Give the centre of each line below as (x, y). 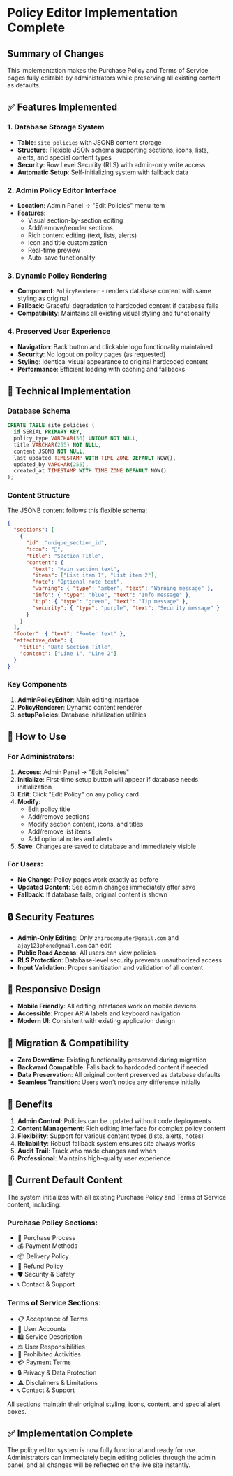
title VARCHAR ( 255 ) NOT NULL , (57, 445)
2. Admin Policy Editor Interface (62, 190)
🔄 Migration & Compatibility (68, 1043)
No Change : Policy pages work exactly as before (88, 879)
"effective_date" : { (43, 641)
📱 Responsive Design (54, 989)
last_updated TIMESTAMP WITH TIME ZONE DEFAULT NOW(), (95, 458)
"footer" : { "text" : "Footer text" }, (70, 634)
